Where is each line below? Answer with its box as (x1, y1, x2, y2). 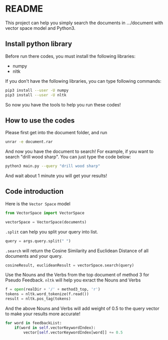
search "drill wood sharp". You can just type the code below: (5, 154, 131, 160)
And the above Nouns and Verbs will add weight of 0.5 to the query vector (5, 306, 160, 311)
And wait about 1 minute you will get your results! (5, 173, 107, 179)
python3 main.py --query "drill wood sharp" (5, 163, 100, 169)
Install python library (5, 40, 72, 48)
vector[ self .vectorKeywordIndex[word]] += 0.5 (23, 330, 123, 335)
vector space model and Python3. (5, 25, 76, 31)
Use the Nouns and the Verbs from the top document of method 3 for (5, 272, 150, 278)
